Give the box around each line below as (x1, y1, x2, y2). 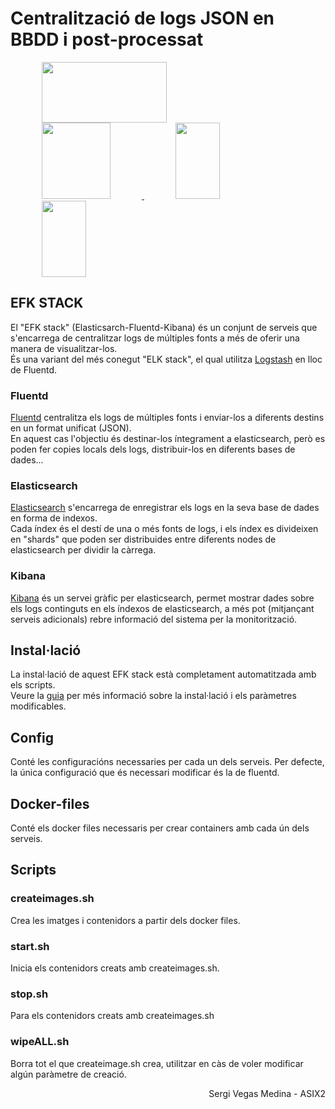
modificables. (10, 700, 67, 712)
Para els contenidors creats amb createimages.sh (10, 1010, 215, 1022)
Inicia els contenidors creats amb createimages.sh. (10, 962, 220, 974)
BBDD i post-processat (10, 28, 204, 51)
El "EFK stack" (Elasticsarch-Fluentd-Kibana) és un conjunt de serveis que (10, 321, 318, 333)
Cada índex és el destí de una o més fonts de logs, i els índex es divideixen (10, 523, 319, 535)
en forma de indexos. (10, 512, 98, 524)
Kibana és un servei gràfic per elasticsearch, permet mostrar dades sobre (10, 592, 315, 604)
